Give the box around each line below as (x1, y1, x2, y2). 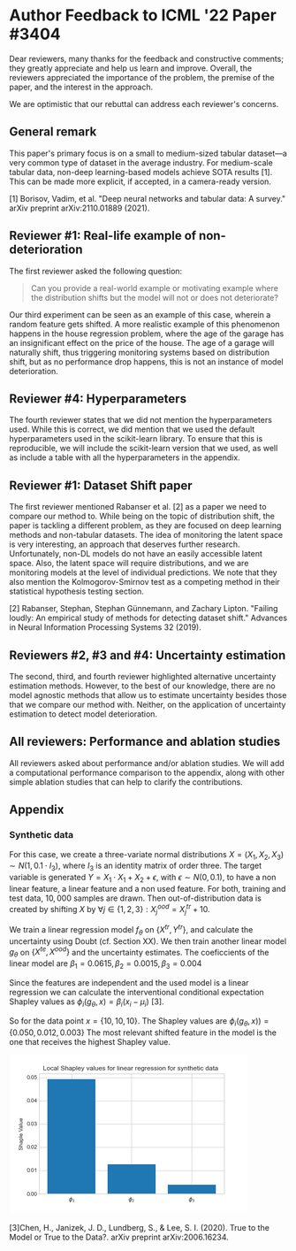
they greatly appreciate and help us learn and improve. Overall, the (9, 63, 253, 73)
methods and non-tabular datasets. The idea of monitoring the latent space (9, 530, 284, 541)
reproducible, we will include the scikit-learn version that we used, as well (9, 443, 278, 454)
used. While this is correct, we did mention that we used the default (9, 424, 255, 434)
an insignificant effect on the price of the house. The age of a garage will (9, 337, 275, 348)
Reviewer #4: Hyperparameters (9, 391, 187, 406)
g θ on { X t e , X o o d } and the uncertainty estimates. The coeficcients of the (9, 945, 269, 960)
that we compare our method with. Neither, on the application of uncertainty (9, 700, 286, 710)
